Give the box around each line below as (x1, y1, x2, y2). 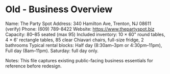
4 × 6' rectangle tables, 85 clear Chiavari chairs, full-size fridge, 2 (5, 37, 144, 43)
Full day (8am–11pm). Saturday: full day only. (5, 47, 99, 54)
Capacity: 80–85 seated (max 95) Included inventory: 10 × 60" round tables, (5, 31, 165, 37)
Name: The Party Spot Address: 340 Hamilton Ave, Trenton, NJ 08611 (5, 20, 152, 27)
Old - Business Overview (5, 4, 113, 15)
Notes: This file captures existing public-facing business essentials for (5, 57, 153, 63)
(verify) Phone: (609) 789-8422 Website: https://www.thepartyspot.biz (5, 26, 155, 32)
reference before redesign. (5, 63, 62, 69)
